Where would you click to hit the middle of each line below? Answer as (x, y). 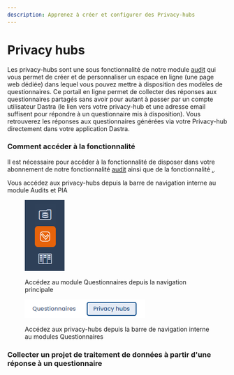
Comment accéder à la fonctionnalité (71, 146)
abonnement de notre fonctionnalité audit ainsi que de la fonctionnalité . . (111, 169)
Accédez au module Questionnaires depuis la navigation (106, 282)
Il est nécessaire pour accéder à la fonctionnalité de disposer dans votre (111, 162)
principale (39, 289)
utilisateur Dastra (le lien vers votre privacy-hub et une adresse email (107, 106)
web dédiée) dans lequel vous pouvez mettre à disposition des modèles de (115, 84)
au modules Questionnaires (64, 336)
